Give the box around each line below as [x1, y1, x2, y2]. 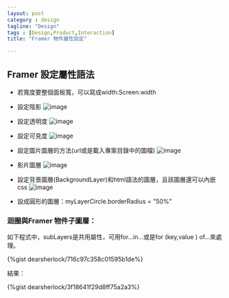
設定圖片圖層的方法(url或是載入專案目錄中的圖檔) [16, 146, 156, 154]
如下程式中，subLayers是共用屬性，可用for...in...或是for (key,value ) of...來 [7, 233, 217, 241]
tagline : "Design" [7, 23, 60, 29]
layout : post [7, 10, 45, 17]
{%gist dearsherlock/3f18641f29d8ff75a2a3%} [7, 283, 140, 291]
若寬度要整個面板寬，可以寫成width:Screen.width [16, 88, 156, 96]
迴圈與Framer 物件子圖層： [7, 216, 97, 225]
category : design [7, 16, 60, 23]
